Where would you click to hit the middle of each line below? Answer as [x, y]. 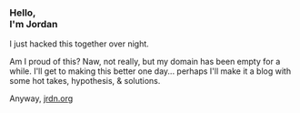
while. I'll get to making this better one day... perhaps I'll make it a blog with [150, 71]
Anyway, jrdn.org [41, 98]
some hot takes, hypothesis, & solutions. [85, 81]
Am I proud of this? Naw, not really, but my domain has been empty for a [145, 62]
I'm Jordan [34, 24]
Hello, [23, 13]
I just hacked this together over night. [80, 44]
